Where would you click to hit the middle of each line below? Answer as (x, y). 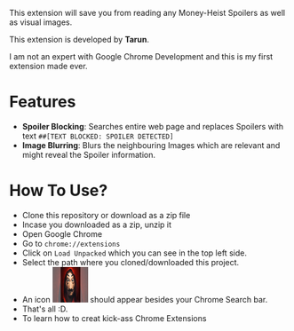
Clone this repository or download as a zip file (106, 215)
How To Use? (59, 191)
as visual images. (41, 22)
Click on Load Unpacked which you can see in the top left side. (134, 253)
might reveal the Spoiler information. (89, 154)
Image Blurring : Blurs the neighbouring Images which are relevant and (151, 145)
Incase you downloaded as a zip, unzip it (96, 225)
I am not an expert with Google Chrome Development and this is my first (141, 56)
